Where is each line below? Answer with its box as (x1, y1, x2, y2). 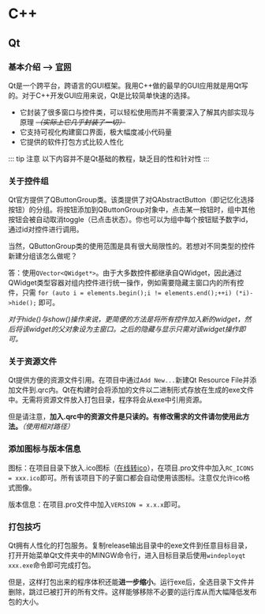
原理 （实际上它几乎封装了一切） (19, 117, 126, 126)
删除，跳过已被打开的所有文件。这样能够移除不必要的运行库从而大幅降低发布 (8, 587, 257, 597)
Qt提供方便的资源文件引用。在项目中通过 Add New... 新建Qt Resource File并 (8, 375, 250, 385)
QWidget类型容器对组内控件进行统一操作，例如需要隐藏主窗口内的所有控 (8, 278, 244, 288)
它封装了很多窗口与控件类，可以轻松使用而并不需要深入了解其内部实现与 (19, 107, 255, 117)
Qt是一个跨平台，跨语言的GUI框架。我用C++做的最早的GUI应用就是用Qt (8, 81, 242, 90)
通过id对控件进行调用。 (8, 224, 84, 234)
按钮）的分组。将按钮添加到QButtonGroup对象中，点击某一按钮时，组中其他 (8, 205, 256, 214)
